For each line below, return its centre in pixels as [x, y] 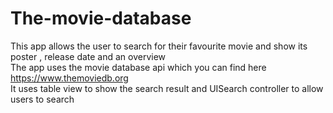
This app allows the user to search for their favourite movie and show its [159, 46]
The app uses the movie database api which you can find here [138, 67]
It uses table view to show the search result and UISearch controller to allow [167, 88]
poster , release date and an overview [88, 56]
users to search [42, 99]
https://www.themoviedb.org [69, 78]
